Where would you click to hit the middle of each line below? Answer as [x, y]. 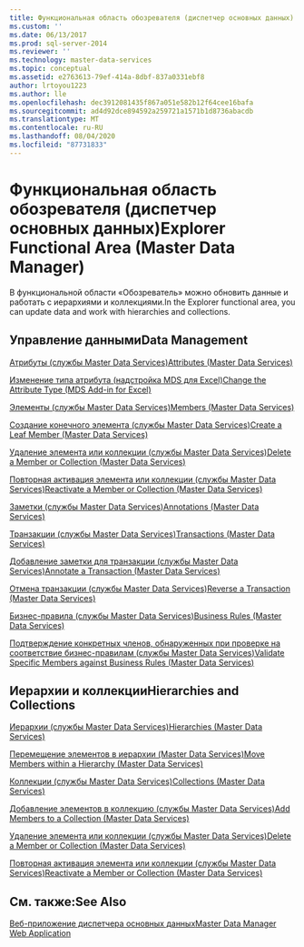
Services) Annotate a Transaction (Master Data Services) [115, 570]
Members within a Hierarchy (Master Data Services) [107, 764]
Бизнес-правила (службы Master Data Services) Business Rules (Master [146, 616]
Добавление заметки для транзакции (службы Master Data [124, 561]
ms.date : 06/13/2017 [49, 35]
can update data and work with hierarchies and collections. [120, 311]
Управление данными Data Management [128, 341]
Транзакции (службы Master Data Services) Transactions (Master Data [142, 534]
